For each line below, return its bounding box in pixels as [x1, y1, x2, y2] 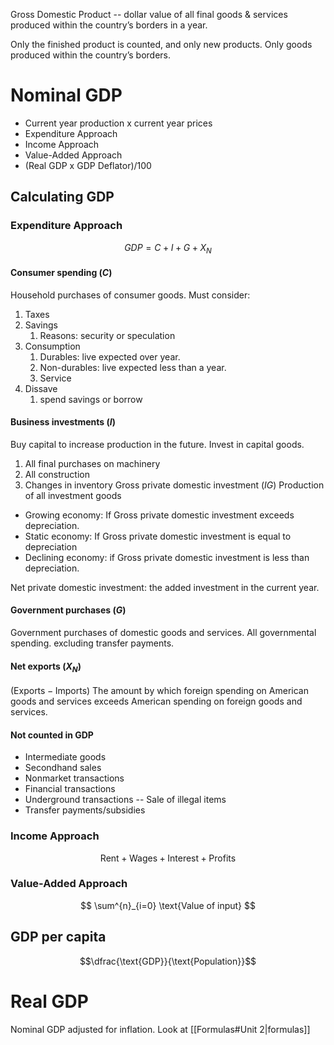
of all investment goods [24, 489, 122, 501]
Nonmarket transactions [24, 772, 125, 784]
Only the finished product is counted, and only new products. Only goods [10, 39, 313, 50]
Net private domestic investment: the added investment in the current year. [10, 581, 320, 593]
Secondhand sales [24, 762, 102, 774]
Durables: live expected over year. [39, 350, 181, 363]
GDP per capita [10, 929, 107, 946]
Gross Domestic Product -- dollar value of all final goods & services [10, 9, 288, 20]
